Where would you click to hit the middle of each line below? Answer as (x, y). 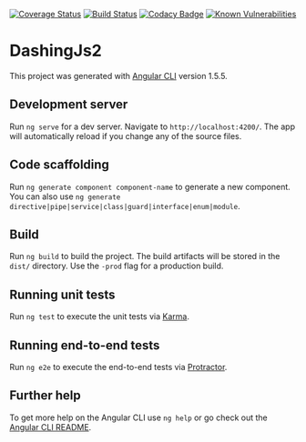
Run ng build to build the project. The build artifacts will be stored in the (145, 256)
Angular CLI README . (51, 427)
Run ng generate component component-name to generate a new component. (150, 186)
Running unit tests (62, 294)
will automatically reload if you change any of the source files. (126, 136)
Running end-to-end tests (85, 345)
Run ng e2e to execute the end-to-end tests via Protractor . (118, 367)
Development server (69, 105)
